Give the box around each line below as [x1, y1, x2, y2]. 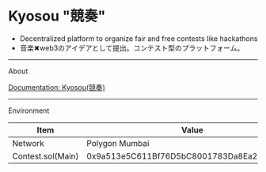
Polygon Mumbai [86, 137, 150, 148]
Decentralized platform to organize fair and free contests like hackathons [19, 33, 258, 43]
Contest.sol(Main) [12, 151, 79, 162]
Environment [8, 106, 50, 115]
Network [12, 137, 45, 148]
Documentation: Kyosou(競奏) [8, 82, 105, 92]
